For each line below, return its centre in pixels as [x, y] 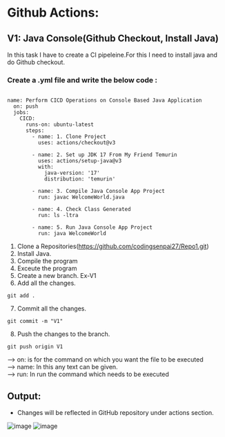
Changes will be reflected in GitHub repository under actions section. [115, 413]
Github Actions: [53, 13]
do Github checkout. [36, 62]
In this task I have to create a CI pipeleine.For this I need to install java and [112, 55]
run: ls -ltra [58, 216]
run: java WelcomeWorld [72, 234]
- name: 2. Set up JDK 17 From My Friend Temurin [105, 155]
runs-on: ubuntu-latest [60, 125]
